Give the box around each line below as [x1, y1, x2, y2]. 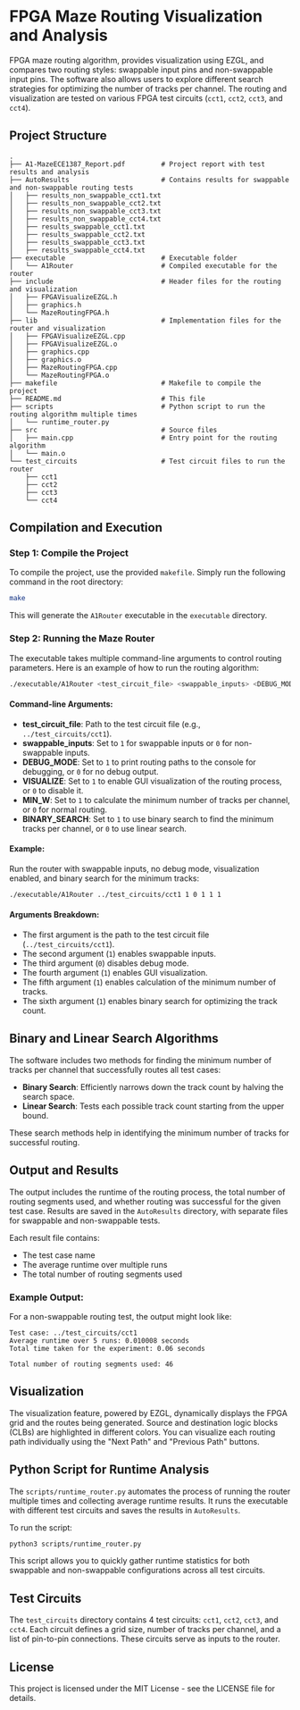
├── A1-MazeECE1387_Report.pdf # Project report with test [9, 159, 266, 169]
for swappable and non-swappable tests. [9, 1215, 161, 1226]
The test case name [21, 1249, 96, 1261]
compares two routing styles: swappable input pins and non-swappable [9, 64, 274, 75]
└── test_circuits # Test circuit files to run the [9, 457, 286, 465]
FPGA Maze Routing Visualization [9, 6, 263, 27]
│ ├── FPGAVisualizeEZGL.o [9, 339, 118, 348]
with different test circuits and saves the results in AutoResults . [9, 1505, 241, 1515]
